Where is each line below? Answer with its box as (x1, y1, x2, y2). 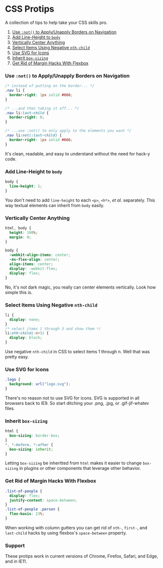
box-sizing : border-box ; (9, 433, 60, 438)
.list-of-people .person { (5, 507, 60, 512)
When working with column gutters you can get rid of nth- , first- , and (5, 525, 147, 530)
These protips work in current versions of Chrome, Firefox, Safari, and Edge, (5, 553, 158, 559)
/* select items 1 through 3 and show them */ (5, 326, 101, 331)
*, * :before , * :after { (5, 442, 54, 447)
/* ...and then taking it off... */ (5, 106, 79, 111)
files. (5, 405, 15, 411)
